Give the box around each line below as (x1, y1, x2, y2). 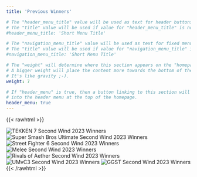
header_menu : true (6, 100, 51, 106)
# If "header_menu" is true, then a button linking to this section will (6, 89, 191, 95)
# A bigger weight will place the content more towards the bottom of (6, 67, 182, 73)
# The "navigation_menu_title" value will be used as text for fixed (6, 40, 180, 47)
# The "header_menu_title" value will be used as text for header (6, 19, 172, 25)
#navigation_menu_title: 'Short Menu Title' (6, 52, 117, 57)
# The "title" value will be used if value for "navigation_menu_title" (6, 46, 188, 52)
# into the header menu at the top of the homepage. (6, 94, 138, 100)
